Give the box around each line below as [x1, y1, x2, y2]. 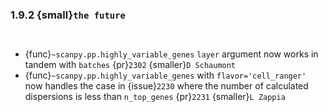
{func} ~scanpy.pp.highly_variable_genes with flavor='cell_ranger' [24, 69, 307, 82]
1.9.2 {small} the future [10, 8, 126, 22]
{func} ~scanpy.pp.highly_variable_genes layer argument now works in [24, 48, 319, 60]
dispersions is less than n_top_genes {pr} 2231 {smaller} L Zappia [24, 91, 286, 103]
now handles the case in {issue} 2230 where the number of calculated [24, 80, 309, 92]
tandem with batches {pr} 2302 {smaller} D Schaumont [24, 59, 237, 71]
